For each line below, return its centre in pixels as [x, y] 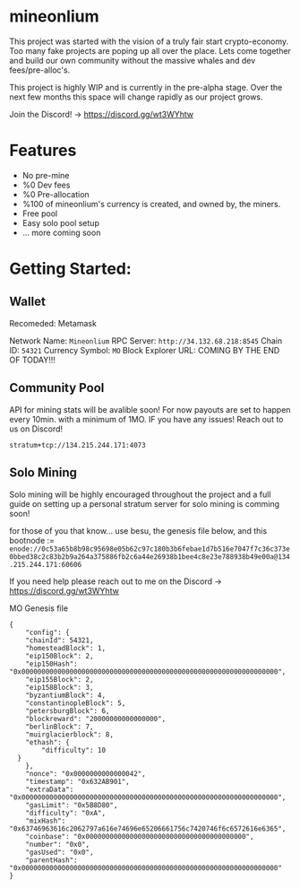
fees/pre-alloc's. [40, 70]
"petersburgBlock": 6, [68, 710]
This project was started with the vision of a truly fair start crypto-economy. [149, 41]
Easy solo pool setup [61, 222]
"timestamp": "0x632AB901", [77, 781]
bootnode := [32, 540]
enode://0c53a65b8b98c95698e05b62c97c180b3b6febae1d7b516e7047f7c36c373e [150, 549]
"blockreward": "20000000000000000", [96, 719]
